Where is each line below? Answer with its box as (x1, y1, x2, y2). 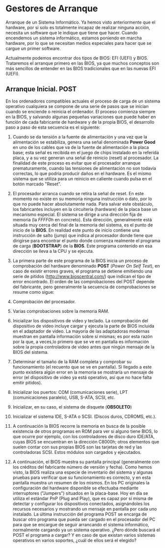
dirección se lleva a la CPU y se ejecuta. (12, 248, 94, 254)
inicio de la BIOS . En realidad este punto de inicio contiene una (12, 227, 140, 233)
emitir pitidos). (12, 379, 42, 385)
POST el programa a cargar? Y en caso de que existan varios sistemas (12, 532, 155, 538)
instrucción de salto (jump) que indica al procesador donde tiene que (12, 232, 153, 238)
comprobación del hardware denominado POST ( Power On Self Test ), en (12, 263, 160, 269)
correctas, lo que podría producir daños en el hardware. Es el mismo (12, 171, 152, 176)
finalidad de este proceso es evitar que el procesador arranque (12, 160, 141, 166)
